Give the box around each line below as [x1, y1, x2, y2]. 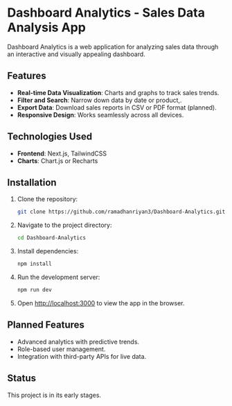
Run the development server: [17, 273, 100, 281]
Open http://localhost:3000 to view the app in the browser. [17, 298, 185, 307]
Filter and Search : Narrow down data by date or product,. [17, 96, 182, 104]
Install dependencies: [17, 247, 79, 255]
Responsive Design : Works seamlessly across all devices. [17, 110, 184, 119]
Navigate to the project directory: [17, 221, 112, 230]
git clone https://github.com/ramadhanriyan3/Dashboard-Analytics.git [17, 208, 226, 216]
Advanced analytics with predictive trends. [17, 337, 140, 346]
